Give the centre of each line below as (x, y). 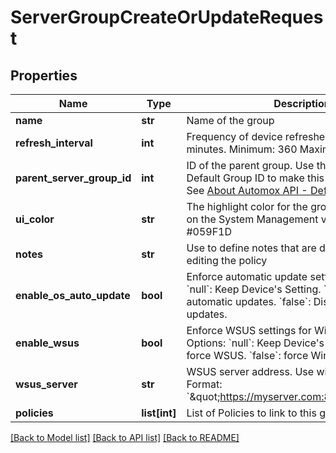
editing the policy (227, 260)
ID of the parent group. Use (250, 165)
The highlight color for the (247, 206)
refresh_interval (54, 143)
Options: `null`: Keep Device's (255, 343)
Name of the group (230, 120)
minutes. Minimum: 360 (242, 149)
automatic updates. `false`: (249, 301)
